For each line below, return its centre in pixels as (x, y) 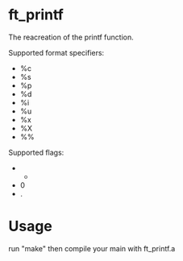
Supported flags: (36, 152)
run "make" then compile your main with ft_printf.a (92, 248)
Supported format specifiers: (56, 52)
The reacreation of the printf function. (71, 37)
